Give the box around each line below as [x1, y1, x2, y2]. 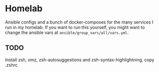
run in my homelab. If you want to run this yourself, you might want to [5, 24, 145, 30]
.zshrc [5, 62, 18, 68]
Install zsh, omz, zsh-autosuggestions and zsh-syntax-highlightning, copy [5, 57, 155, 63]
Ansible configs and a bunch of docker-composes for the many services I [5, 19, 154, 25]
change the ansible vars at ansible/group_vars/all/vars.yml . [5, 29, 129, 35]
